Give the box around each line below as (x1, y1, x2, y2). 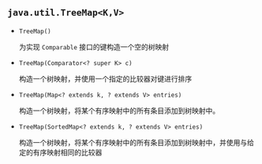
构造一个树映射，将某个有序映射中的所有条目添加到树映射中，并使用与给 (18, 137, 254, 147)
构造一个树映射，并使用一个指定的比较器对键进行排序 (18, 74, 193, 83)
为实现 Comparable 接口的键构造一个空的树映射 (18, 42, 170, 51)
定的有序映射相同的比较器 (18, 148, 103, 157)
